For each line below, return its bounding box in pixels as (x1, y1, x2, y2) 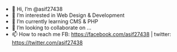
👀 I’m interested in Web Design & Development (11, 12, 125, 19)
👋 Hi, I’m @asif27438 (11, 6, 63, 12)
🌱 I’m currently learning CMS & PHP (11, 18, 98, 25)
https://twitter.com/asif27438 (11, 39, 84, 46)
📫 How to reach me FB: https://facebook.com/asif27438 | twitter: (11, 31, 172, 37)
